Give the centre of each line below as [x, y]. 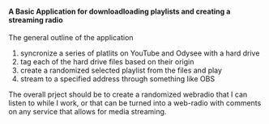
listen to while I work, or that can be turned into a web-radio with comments [135, 103]
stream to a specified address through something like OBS [117, 79]
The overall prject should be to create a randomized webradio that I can [128, 95]
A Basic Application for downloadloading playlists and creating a [120, 11]
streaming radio [36, 19]
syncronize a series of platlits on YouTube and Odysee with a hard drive [140, 53]
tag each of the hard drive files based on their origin [107, 62]
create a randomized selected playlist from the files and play [121, 70]
